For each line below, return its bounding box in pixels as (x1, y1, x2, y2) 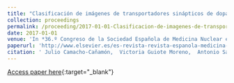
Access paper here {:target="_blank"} (7, 67, 114, 76)
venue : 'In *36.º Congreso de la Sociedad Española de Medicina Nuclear (7, 36, 223, 43)
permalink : (7, 23, 39, 30)
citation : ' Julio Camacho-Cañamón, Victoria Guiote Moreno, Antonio (7, 49, 219, 56)
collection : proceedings (7, 17, 79, 24)
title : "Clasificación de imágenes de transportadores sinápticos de (7, 10, 214, 17)
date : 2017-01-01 (7, 29, 58, 37)
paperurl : (7, 42, 36, 49)
